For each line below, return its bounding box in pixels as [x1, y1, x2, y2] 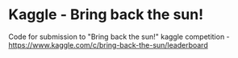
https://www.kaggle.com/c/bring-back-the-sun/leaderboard [8, 40, 208, 49]
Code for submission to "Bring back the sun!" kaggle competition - [8, 32, 230, 41]
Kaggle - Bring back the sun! [8, 6, 204, 24]
